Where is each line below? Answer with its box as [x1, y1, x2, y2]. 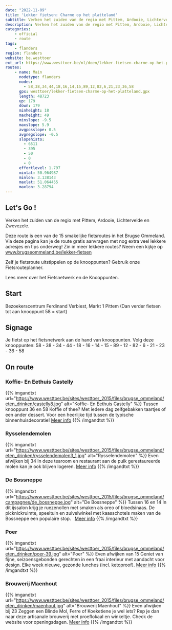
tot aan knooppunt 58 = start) [5, 308, 68, 314]
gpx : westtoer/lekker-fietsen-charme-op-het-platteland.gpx [18, 88, 150, 94]
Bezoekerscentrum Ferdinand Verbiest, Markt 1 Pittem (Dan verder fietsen [5, 303, 161, 309]
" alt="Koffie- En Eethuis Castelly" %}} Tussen [60, 401, 159, 407]
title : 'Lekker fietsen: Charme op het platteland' [5, 12, 118, 17]
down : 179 [18, 103, 40, 109]
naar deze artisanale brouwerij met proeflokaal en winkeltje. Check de [5, 614, 153, 620]
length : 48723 [18, 94, 50, 99]
